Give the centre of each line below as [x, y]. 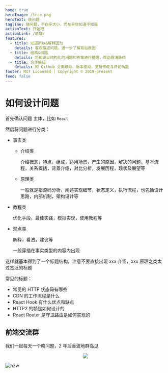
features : [16, 39]
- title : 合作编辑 [28, 62]
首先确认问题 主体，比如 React [37, 118]
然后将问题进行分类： [27, 129]
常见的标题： [19, 278]
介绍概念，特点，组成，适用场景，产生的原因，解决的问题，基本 [87, 162]
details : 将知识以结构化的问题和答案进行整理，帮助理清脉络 [70, 57]
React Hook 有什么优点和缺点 [44, 302]
